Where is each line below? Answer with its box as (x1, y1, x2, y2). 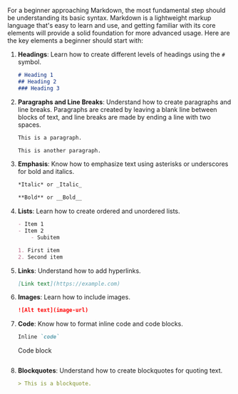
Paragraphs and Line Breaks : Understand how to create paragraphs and (17, 98, 232, 106)
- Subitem (31, 234, 60, 241)
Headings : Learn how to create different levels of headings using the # (17, 50, 226, 58)
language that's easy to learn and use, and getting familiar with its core (7, 21, 216, 29)
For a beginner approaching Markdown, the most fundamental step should (7, 6, 226, 14)
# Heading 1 (17, 71, 53, 78)
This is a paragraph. (17, 134, 82, 141)
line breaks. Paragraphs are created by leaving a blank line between (17, 105, 217, 113)
